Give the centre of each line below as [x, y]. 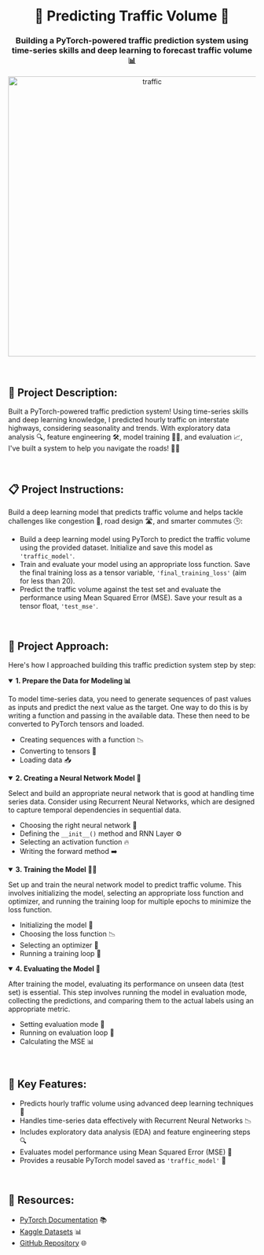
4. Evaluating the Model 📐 [58, 968]
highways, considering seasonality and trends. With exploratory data [119, 429]
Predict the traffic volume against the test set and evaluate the [120, 590]
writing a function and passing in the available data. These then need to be [129, 716]
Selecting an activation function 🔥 [74, 841]
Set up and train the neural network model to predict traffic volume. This [125, 885]
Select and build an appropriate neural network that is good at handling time [131, 793]
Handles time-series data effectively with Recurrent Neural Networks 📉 [136, 1121]
